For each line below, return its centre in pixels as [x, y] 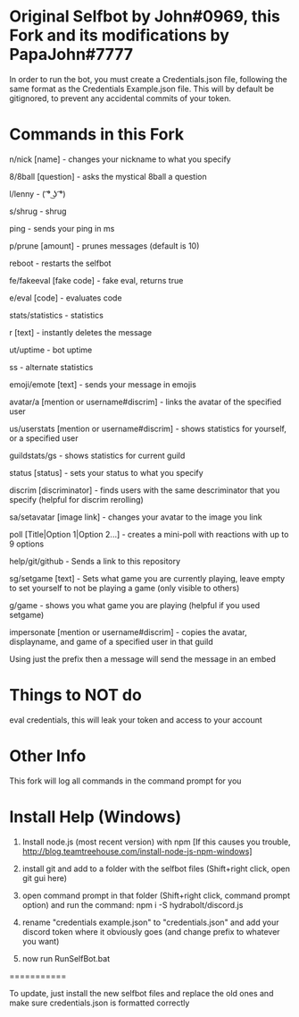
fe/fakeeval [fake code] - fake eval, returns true [96, 280]
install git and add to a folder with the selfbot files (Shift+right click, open [156, 869]
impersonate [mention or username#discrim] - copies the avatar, [128, 631]
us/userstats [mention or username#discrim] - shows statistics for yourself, [148, 428]
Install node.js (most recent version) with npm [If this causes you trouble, [156, 842]
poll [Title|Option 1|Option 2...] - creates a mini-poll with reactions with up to [149, 534]
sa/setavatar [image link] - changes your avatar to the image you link [136, 517]
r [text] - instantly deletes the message [81, 332]
